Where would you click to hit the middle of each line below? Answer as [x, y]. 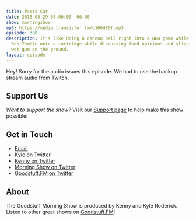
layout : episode [26, 55]
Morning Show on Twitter [45, 167]
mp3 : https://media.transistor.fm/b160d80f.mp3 [65, 28]
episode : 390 [22, 33]
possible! [17, 116]
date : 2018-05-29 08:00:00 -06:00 [48, 17]
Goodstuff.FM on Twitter [44, 173]
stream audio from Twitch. [38, 78]
